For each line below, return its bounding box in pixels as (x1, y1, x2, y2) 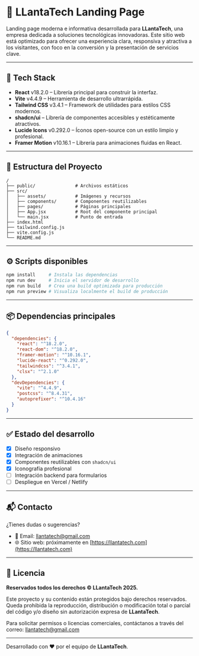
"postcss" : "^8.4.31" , (17, 391, 73, 397)
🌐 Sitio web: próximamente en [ (14, 539, 92, 546)
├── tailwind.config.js (6, 224, 65, 230)
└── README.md (6, 234, 41, 241)
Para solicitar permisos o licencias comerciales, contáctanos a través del (6, 619, 184, 626)
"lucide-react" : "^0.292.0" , (17, 358, 89, 364)
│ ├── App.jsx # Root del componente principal (6, 209, 158, 215)
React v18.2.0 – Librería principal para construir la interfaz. (14, 88, 158, 95)
